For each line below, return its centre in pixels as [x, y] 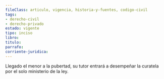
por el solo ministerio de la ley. [37, 71]
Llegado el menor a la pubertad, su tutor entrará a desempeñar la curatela [82, 66]
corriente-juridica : [27, 51]
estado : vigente [22, 28]
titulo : [13, 42]
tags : [11, 14]
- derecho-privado [24, 24]
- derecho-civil [22, 19]
